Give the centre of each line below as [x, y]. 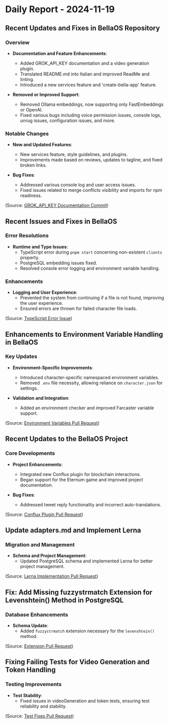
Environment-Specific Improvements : [53, 368]
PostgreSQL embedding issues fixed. [59, 263]
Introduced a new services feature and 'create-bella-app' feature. [88, 85]
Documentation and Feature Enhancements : [60, 53]
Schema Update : [30, 625]
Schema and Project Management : [49, 556]
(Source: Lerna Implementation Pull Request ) [52, 576]
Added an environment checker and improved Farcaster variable [87, 408]
